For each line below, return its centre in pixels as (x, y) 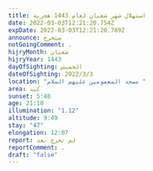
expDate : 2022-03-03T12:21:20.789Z (67, 30)
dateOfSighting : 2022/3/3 (50, 74)
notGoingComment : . (40, 45)
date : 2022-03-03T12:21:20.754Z (61, 23)
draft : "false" (33, 154)
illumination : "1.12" (44, 111)
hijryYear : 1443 (35, 60)
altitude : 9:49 (33, 118)
